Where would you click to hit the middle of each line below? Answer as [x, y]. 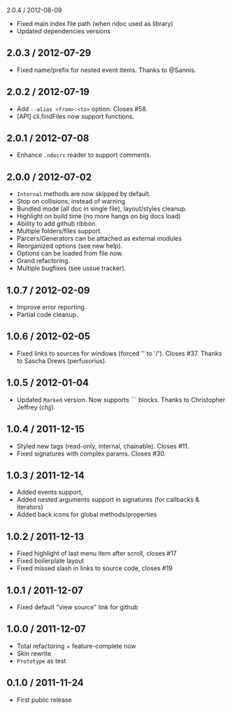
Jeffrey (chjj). [36, 407]
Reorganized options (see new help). [70, 246]
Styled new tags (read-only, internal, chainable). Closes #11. [103, 446]
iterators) [30, 507]
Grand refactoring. [43, 261]
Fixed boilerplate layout [50, 561]
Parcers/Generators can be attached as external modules [99, 239]
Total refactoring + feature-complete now [77, 646]
